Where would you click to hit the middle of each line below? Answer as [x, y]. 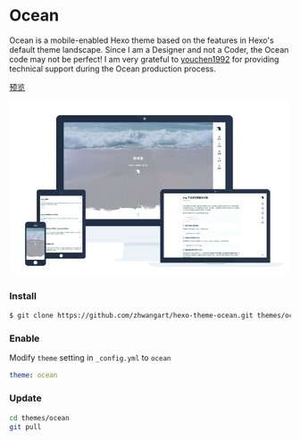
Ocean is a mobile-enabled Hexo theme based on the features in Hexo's [142, 40]
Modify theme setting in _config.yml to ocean [90, 358]
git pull [25, 428]
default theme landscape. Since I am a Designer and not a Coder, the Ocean [149, 49]
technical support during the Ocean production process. [112, 69]
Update [25, 398]
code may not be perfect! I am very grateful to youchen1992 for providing [144, 59]
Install [23, 295]
